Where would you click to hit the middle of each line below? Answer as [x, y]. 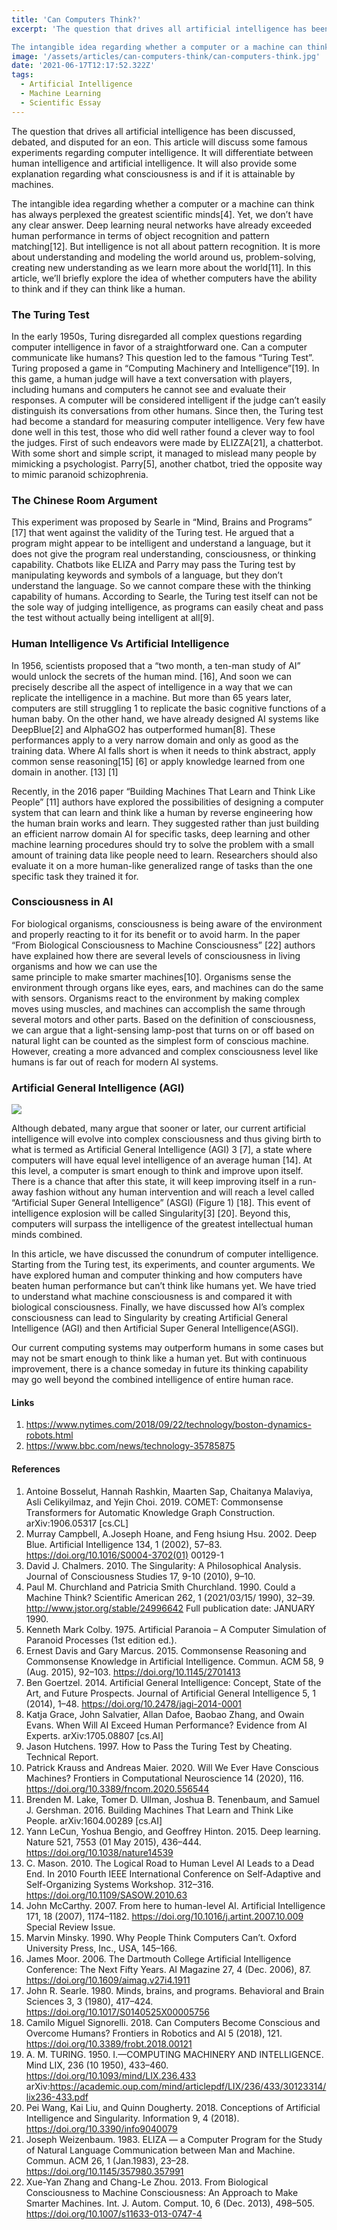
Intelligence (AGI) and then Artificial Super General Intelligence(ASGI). [155, 1328]
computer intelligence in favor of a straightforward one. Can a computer [159, 347]
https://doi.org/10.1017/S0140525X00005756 [117, 2012]
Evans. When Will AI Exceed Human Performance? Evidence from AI [166, 1725]
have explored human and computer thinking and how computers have [157, 1275]
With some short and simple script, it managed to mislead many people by [164, 453]
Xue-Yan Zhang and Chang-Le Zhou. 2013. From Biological [147, 2182]
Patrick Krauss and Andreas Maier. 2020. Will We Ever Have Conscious [172, 1767]
